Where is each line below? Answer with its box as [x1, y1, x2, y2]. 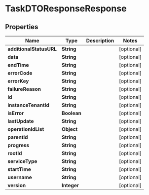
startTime [7, 166, 31, 173]
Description [86, 38, 114, 44]
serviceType [7, 158, 37, 164]
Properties [5, 23, 38, 31]
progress [7, 142, 30, 149]
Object [61, 126, 78, 132]
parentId [7, 134, 28, 141]
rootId [7, 150, 22, 156]
